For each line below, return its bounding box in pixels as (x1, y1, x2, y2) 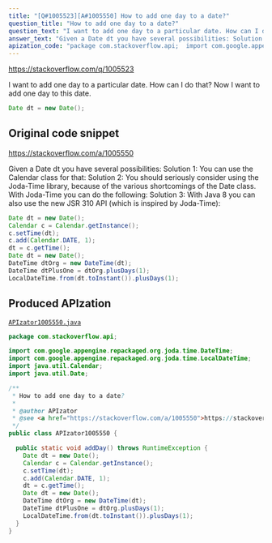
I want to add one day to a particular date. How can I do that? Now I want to (8, 80, 261, 90)
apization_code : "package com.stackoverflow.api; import (8, 42, 208, 50)
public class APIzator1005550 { (8, 430, 117, 438)
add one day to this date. (8, 88, 91, 98)
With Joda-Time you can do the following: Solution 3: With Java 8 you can (8, 190, 256, 199)
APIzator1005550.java (8, 318, 82, 327)
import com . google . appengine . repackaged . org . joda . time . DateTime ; (8, 347, 234, 355)
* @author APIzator (11, 407, 79, 415)
